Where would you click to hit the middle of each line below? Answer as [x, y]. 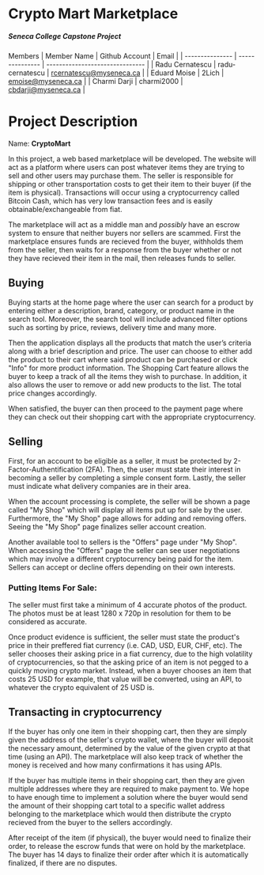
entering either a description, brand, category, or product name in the [121, 310]
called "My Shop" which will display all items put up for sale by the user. [125, 509]
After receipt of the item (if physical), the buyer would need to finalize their [130, 837]
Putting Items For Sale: [53, 588]
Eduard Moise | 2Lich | [187, 73]
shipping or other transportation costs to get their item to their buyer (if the [130, 184]
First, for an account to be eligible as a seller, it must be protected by [120, 460]
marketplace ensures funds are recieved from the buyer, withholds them [126, 241]
